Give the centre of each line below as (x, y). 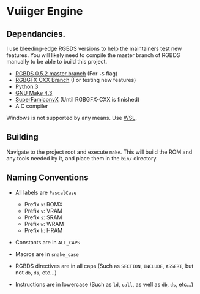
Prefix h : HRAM (43, 230)
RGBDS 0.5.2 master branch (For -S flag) (66, 73)
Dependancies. (36, 34)
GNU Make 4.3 (34, 93)
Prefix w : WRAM (44, 224)
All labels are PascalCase (46, 192)
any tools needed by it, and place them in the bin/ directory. (82, 158)
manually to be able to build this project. (57, 62)
